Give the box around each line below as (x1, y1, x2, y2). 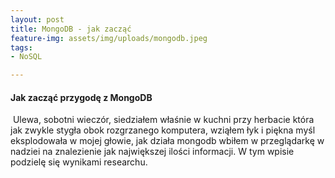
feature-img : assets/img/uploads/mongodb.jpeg (10, 33, 208, 43)
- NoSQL (10, 52, 43, 62)
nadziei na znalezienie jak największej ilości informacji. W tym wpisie (10, 146, 295, 158)
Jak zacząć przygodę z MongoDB (10, 91, 153, 103)
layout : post (10, 14, 65, 25)
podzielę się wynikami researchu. (10, 156, 148, 168)
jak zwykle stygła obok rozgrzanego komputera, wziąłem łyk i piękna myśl (10, 124, 316, 136)
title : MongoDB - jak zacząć (10, 24, 132, 34)
